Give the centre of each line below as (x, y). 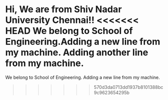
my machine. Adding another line (77, 53)
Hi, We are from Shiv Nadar (64, 9)
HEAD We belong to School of (69, 31)
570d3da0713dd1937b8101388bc (129, 87)
